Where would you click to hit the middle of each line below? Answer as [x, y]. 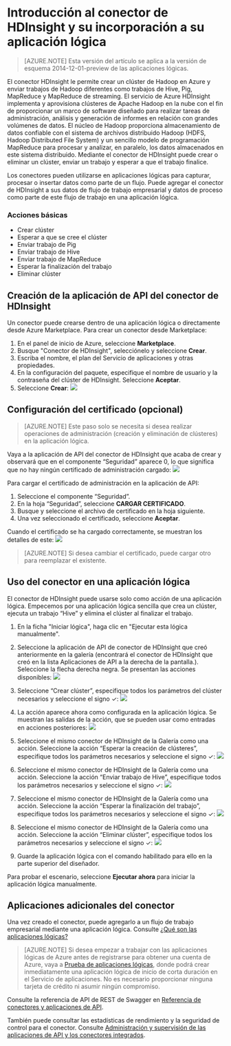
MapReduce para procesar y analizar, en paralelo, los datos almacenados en [115, 147]
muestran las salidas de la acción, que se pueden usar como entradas [116, 719]
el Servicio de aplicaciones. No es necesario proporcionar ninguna [118, 979]
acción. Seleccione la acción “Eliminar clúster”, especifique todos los [115, 834]
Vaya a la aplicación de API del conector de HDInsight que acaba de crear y [114, 454]
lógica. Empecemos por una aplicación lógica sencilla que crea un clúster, [112, 606]
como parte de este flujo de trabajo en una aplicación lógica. [93, 197]
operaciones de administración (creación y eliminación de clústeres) [121, 433]
